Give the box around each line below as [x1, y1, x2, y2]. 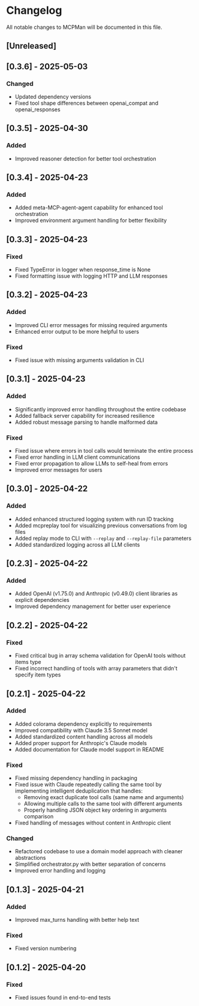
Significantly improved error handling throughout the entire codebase [14, 405, 186, 413]
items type [14, 658, 41, 666]
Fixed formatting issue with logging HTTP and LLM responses [14, 272, 168, 280]
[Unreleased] [6, 41, 57, 51]
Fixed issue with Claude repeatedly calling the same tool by [14, 781, 162, 788]
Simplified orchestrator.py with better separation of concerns [14, 860, 166, 868]
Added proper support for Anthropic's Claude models [14, 739, 147, 746]
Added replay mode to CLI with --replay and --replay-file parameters [14, 535, 192, 542]
